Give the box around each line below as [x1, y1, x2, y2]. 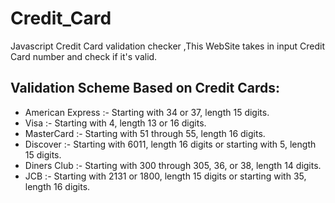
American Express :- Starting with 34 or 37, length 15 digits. [24, 106, 270, 118]
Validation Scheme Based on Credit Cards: [10, 80, 281, 97]
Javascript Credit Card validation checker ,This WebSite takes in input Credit [10, 40, 326, 52]
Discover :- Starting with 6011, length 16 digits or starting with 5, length [24, 138, 317, 150]
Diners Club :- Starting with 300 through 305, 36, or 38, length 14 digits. [24, 159, 322, 171]
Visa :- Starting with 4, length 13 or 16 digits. [24, 117, 207, 129]
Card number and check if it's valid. [10, 50, 158, 62]
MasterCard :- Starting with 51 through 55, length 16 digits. [24, 127, 266, 139]
